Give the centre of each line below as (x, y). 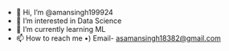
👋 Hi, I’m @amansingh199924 (65, 12)
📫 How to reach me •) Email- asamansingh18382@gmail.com (118, 38)
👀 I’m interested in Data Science (69, 21)
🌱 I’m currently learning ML (61, 29)
